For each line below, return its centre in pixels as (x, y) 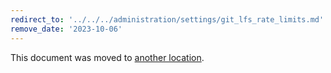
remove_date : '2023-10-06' (66, 29)
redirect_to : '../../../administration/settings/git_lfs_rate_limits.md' (167, 19)
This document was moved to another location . (107, 57)
